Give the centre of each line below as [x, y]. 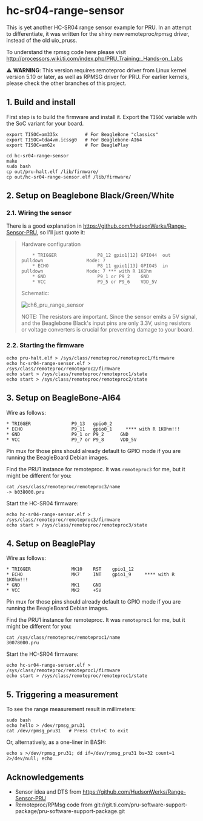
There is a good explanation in [44, 226]
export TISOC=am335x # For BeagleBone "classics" [82, 134]
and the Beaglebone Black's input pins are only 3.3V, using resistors [106, 323]
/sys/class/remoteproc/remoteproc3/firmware [63, 520]
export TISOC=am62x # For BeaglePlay [68, 145]
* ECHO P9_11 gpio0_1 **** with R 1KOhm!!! [93, 429]
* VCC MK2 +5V [54, 591]
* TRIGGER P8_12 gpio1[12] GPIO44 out [101, 256]
